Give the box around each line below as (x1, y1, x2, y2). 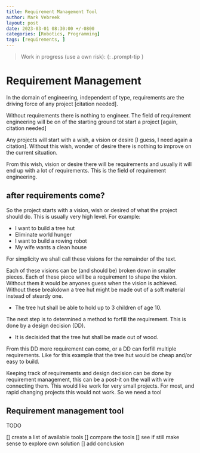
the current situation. (6, 149, 58, 156)
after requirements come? (6, 191, 106, 201)
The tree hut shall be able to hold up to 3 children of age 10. (14, 304, 162, 311)
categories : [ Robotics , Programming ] (6, 31, 100, 37)
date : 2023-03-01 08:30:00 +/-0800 (6, 25, 95, 32)
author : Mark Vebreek (6, 14, 60, 20)
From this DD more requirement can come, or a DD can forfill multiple (6, 345, 177, 352)
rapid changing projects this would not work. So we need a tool (6, 388, 162, 395)
